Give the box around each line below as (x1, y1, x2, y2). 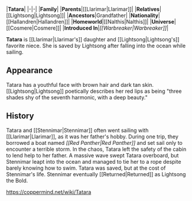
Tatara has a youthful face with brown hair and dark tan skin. (6, 81, 154, 88)
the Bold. (6, 177, 28, 184)
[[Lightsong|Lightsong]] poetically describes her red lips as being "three (6, 87, 182, 95)
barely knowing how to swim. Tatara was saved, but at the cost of (6, 164, 166, 171)
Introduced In (64, 24, 99, 31)
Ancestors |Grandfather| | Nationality (68, 12, 158, 19)
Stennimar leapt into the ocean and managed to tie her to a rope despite (6, 158, 181, 165)
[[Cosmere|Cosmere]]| (6, 24, 61, 31)
